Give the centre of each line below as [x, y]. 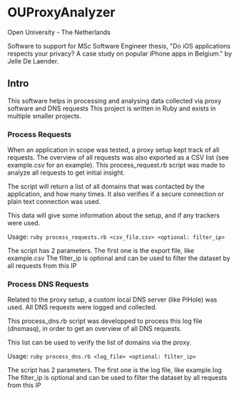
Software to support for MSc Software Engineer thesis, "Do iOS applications [119, 46]
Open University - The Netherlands [59, 32]
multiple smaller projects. [45, 116]
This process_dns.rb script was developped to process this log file [105, 321]
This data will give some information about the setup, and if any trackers [113, 215]
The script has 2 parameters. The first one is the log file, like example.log [115, 370]
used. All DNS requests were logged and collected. [82, 307]
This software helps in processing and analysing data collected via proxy [115, 101]
